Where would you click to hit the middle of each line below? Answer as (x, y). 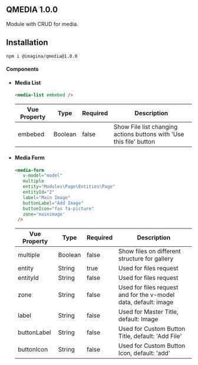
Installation (27, 43)
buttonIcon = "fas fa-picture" (58, 208)
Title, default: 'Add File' (150, 336)
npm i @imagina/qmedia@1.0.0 (42, 56)
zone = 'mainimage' (44, 214)
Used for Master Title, (148, 312)
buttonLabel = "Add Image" (53, 203)
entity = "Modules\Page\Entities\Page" (69, 187)
